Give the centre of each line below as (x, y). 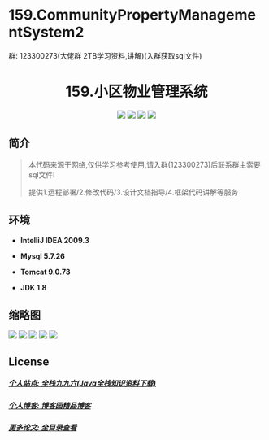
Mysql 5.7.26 (42, 256)
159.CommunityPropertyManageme (132, 15)
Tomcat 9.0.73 (45, 272)
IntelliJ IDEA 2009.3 (54, 240)
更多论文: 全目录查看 (43, 428)
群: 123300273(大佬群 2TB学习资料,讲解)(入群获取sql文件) (105, 55)
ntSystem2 (46, 32)
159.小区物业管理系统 (137, 92)
